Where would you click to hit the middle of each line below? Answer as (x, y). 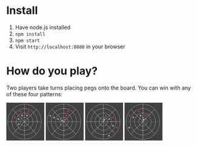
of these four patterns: (34, 94)
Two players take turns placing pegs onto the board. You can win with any (98, 88)
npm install (30, 34)
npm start (28, 41)
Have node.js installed (43, 27)
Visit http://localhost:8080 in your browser (70, 47)
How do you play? (52, 71)
